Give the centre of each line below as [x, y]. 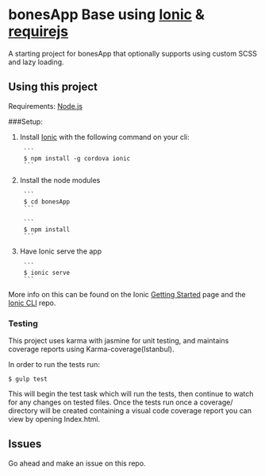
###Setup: [26, 122]
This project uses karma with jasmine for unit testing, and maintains [119, 341]
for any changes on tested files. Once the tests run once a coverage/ [121, 402]
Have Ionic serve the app [61, 251]
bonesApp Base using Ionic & [106, 15]
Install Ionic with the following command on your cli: [105, 137]
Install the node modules [60, 180]
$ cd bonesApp [47, 201]
